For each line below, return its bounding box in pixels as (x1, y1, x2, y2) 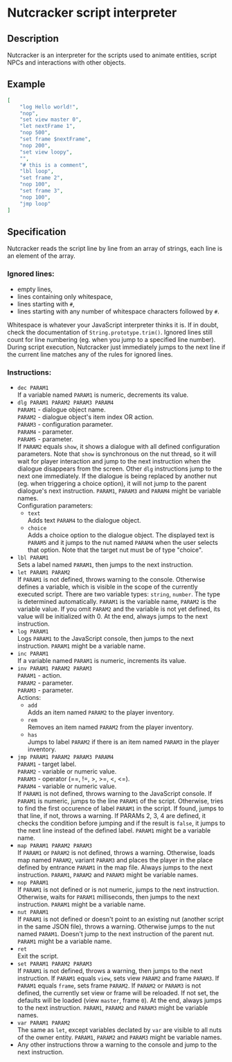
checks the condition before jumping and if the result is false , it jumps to (17, 819, 226, 827)
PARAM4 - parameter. (17, 427, 74, 436)
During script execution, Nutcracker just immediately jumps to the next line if (7, 343, 226, 351)
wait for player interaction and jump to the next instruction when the (17, 457, 211, 465)
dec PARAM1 (17, 384, 49, 391)
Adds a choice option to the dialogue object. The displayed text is (27, 530, 215, 539)
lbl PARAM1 (17, 554, 49, 561)
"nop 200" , (19, 142, 51, 149)
